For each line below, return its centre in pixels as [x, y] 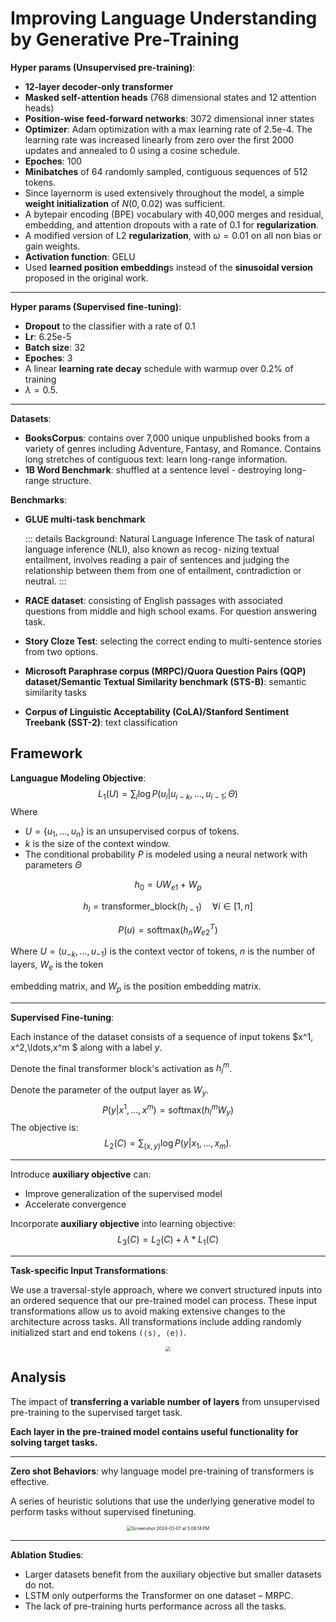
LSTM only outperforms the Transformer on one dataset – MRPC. [159, 1595]
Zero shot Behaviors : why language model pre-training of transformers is [162, 1471]
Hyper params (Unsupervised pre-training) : [103, 67]
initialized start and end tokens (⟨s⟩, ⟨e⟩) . [98, 1333]
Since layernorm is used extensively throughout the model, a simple [164, 193]
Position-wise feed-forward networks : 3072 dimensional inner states [169, 118]
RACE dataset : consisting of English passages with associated [153, 600]
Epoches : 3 [48, 358]
